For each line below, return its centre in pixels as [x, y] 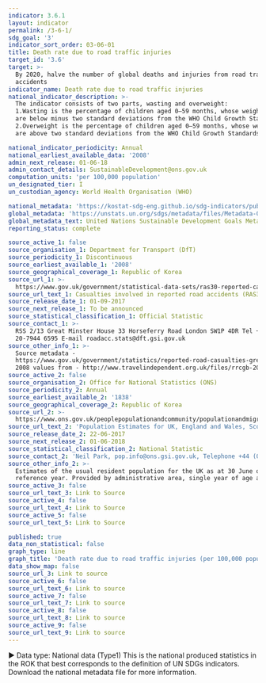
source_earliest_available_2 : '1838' [70, 397]
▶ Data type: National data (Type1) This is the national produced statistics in [133, 655]
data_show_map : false [44, 567]
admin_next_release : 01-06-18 [58, 162]
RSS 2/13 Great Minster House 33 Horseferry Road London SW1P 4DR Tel [134, 331]
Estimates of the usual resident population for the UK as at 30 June [134, 471]
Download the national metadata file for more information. [103, 672]
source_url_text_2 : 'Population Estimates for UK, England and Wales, [127, 427]
